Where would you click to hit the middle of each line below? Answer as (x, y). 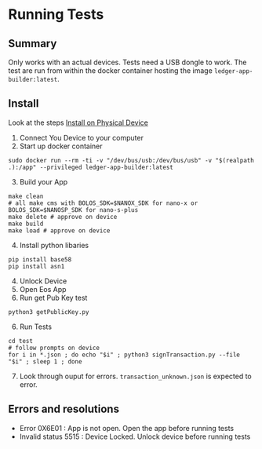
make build (26, 224)
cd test (21, 341)
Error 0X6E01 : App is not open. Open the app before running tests (127, 428)
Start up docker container (61, 146)
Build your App (44, 181)
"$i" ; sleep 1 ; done (45, 361)
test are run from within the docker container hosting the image (111, 71)
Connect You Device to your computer (81, 137)
